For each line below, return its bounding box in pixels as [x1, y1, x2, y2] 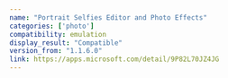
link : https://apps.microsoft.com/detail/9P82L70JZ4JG [9, 55, 220, 64]
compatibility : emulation [9, 30, 106, 39]
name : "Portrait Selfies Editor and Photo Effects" [9, 13, 207, 22]
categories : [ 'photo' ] [9, 22, 95, 30]
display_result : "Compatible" [9, 38, 123, 48]
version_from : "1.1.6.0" [9, 47, 103, 56]
